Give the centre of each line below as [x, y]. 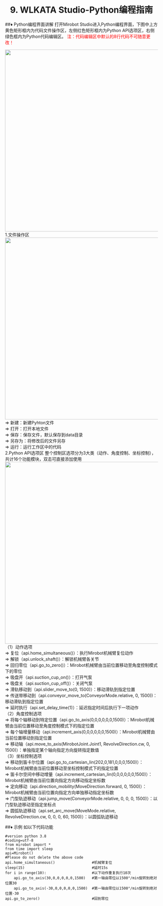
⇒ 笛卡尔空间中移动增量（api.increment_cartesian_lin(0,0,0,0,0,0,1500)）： [79, 774]
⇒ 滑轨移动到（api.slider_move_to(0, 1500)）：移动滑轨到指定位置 [70, 689]
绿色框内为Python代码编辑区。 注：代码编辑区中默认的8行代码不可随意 [76, 36]
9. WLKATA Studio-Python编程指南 [81, 10]
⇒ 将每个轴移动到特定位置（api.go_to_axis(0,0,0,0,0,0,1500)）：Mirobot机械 [80, 720]
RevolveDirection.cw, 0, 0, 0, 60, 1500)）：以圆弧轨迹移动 [61, 817]
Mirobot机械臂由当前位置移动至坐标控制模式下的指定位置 [62, 768]
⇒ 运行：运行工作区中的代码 [33, 447]
